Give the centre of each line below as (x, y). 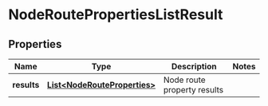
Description (194, 67)
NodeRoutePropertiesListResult (116, 15)
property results (193, 90)
